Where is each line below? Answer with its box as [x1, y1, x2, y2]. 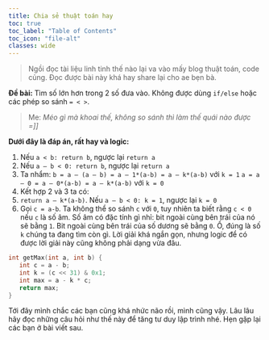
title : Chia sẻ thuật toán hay [8, 11, 114, 20]
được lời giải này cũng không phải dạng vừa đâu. [19, 238, 182, 248]
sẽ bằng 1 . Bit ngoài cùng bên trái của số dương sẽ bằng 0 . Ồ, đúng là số [19, 221, 261, 231]
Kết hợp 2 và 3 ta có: [19, 187, 90, 196]
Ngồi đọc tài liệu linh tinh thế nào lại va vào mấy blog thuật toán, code [27, 64, 260, 73]
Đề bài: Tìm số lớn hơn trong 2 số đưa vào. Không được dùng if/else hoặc [8, 88, 258, 98]
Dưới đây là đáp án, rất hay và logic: [8, 136, 130, 146]
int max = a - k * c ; [19, 276, 92, 284]
